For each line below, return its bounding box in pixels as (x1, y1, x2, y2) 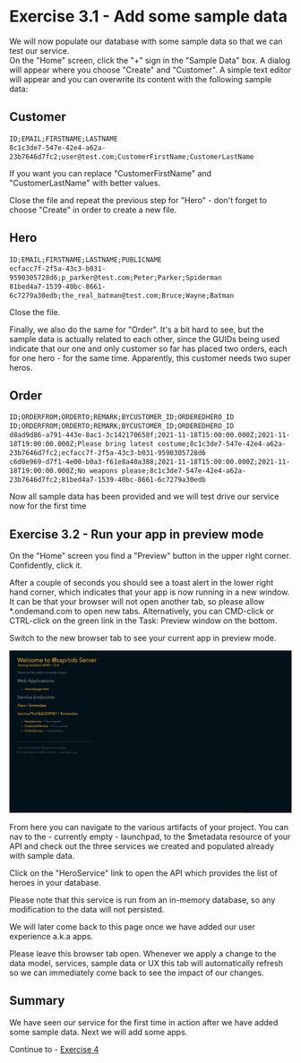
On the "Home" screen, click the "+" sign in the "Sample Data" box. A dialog (9, 55, 291, 65)
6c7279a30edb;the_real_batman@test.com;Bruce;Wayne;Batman (9, 291, 235, 300)
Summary (9, 993, 65, 1008)
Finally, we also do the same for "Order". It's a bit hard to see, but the (9, 324, 264, 335)
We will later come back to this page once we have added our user (9, 922, 255, 932)
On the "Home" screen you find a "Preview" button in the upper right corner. (9, 551, 291, 562)
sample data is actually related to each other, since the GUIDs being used (9, 333, 280, 344)
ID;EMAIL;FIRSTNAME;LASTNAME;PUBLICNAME (9, 255, 163, 264)
